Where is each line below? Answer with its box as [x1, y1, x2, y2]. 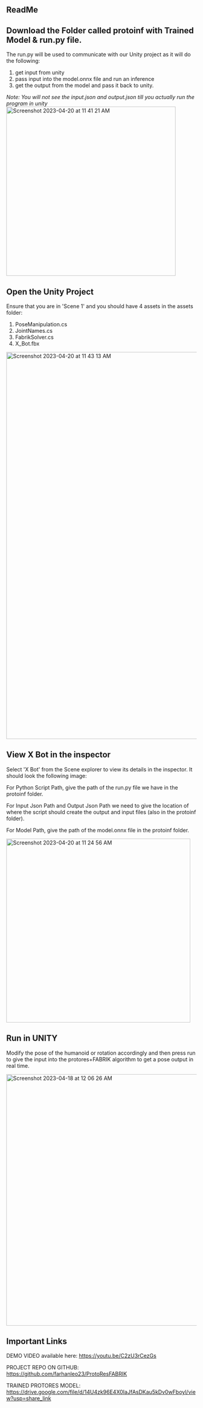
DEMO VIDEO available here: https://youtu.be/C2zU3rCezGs [6, 1352, 157, 1360]
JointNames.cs [14, 327, 53, 335]
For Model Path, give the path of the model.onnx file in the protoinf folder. [6, 826, 189, 834]
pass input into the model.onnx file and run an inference [14, 76, 155, 83]
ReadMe [6, 5, 38, 15]
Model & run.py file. [6, 34, 82, 45]
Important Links [6, 1336, 68, 1346]
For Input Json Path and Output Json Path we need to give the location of [6, 802, 189, 809]
